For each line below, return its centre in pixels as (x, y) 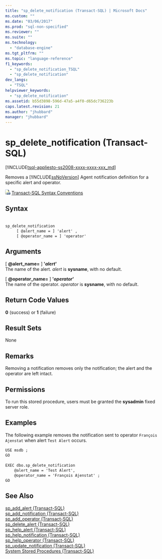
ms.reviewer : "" (22, 32)
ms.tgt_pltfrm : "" (24, 53)
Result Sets (23, 328)
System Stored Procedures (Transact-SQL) (50, 551)
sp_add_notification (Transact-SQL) (42, 513)
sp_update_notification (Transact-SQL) (45, 545)
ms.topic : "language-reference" (39, 59)
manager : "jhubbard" (27, 117)
